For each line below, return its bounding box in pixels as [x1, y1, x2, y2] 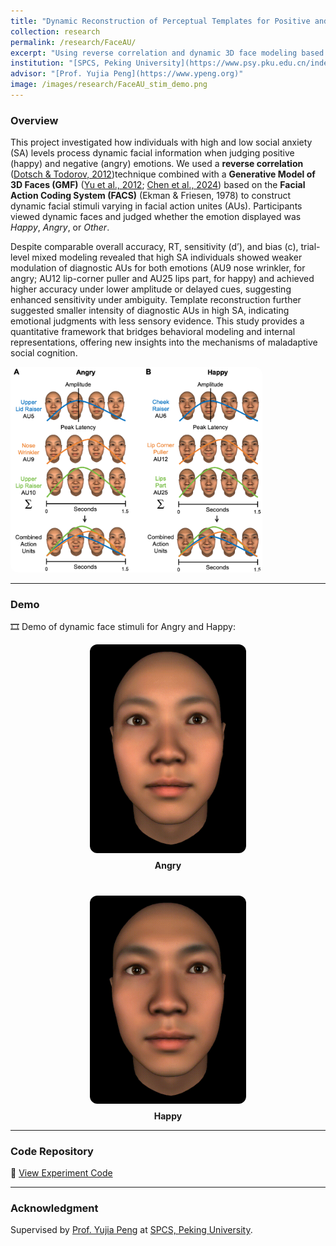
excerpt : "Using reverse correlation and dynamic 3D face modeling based [10, 48, 325, 58]
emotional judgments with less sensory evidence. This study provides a [10, 315, 305, 327]
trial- [300, 241, 321, 253]
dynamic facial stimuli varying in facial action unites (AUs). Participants [10, 200, 303, 212]
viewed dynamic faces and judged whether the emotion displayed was [10, 211, 302, 223]
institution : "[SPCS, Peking [10, 58, 132, 69]
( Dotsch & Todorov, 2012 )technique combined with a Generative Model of [10, 168, 316, 180]
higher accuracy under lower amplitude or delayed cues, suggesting [10, 283, 292, 295]
